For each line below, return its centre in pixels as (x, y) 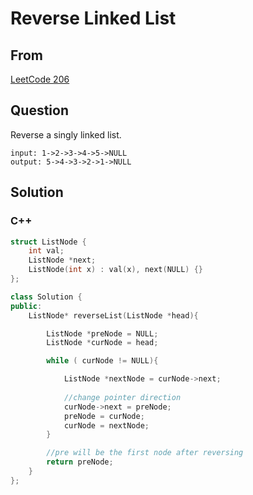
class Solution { (46, 297)
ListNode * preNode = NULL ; (102, 333)
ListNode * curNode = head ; (102, 343)
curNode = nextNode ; (106, 425)
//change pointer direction (122, 397)
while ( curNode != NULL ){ (102, 361)
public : (26, 306)
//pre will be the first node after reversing (145, 453)
